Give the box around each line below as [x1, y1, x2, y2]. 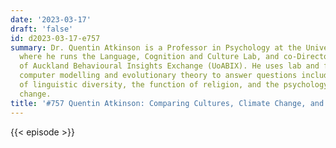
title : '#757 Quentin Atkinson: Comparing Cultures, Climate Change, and [10, 98, 325, 108]
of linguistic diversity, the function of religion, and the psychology [19, 80, 329, 90]
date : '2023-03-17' [10, 14, 92, 25]
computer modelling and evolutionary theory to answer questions [19, 71, 298, 81]
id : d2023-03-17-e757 [10, 33, 101, 43]
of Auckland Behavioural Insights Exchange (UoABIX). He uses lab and [19, 61, 320, 71]
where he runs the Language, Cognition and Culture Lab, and [19, 52, 280, 62]
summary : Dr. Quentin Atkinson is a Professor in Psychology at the [10, 42, 302, 53]
